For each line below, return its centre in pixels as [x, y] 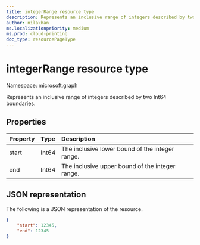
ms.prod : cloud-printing [37, 34]
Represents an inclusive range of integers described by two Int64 [86, 97]
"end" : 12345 [33, 231]
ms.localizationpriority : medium [48, 28]
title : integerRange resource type [50, 12]
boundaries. [21, 103]
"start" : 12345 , [37, 225]
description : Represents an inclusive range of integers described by [96, 17]
